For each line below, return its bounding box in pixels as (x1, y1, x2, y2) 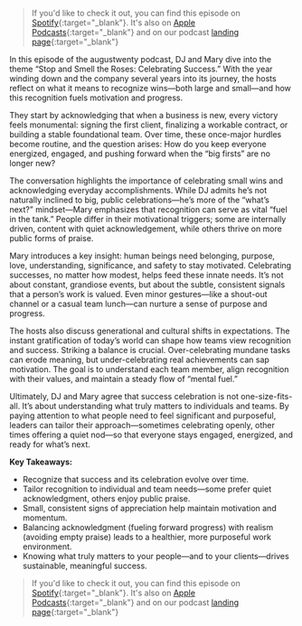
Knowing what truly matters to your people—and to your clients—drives (22, 551, 289, 561)
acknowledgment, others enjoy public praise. (22, 493, 191, 504)
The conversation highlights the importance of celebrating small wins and (9, 175, 283, 186)
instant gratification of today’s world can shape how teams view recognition (9, 335, 291, 346)
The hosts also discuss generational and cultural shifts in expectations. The (9, 325, 290, 336)
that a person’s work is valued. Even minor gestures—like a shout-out (9, 289, 269, 299)
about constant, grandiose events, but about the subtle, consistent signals (9, 279, 286, 290)
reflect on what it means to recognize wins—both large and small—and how (9, 83, 292, 93)
